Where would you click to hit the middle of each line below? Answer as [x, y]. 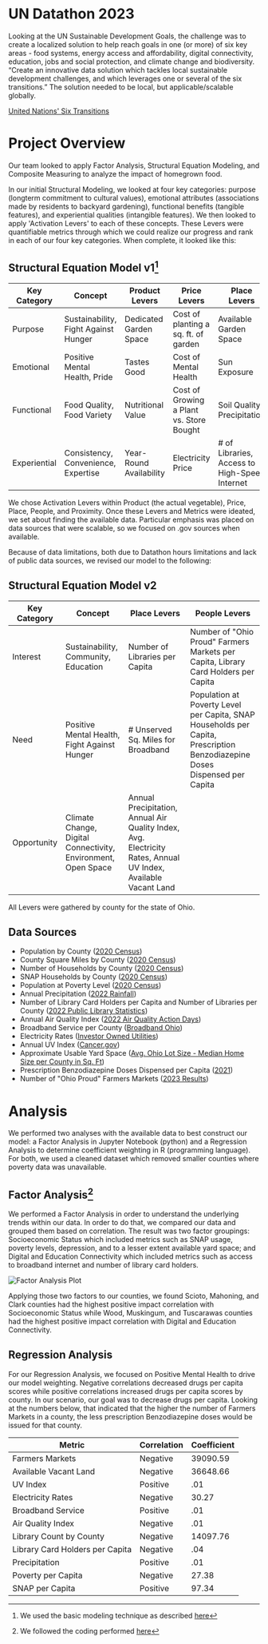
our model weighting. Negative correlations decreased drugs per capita [126, 1383]
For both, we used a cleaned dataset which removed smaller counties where [134, 1159]
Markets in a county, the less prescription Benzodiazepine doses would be [130, 1416]
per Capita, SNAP [223, 715]
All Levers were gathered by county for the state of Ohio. [102, 907]
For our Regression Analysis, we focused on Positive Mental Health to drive [132, 1374]
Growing [189, 400]
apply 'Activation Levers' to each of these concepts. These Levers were [126, 223]
